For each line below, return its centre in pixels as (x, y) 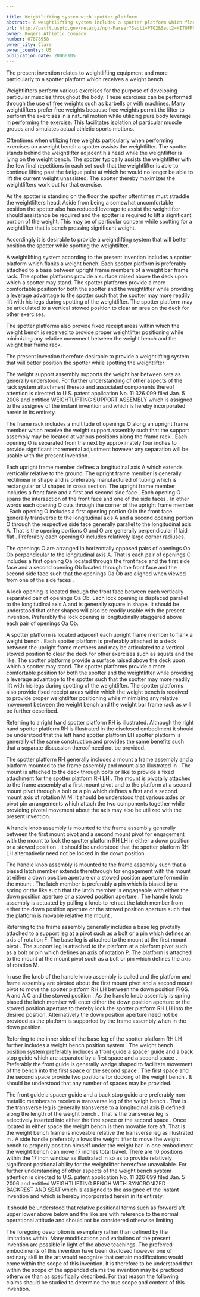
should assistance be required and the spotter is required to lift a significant (99, 215)
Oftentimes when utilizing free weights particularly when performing (90, 140)
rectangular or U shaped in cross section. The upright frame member (91, 486)
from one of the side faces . (40, 580)
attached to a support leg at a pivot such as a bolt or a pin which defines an (99, 933)
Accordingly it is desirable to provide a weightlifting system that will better (97, 239)
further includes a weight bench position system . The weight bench (90, 1045)
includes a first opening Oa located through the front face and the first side (98, 561)
